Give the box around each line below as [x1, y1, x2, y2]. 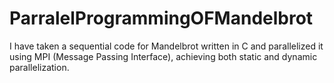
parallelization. [9, 61, 70, 73]
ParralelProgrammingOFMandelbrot [9, 7, 314, 30]
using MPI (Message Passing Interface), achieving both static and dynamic [9, 50, 318, 62]
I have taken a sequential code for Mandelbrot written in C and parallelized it [9, 40, 324, 52]
